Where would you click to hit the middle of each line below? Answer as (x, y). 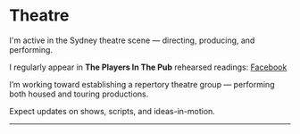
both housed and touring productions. (79, 94)
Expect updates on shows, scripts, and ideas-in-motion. (112, 111)
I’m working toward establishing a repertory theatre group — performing (142, 84)
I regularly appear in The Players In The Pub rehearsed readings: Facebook (148, 67)
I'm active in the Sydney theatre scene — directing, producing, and (132, 40)
